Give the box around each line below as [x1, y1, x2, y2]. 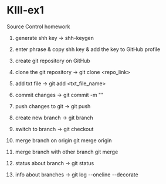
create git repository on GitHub [15, 57, 90, 64]
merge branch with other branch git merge [15, 148, 118, 155]
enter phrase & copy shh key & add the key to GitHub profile [15, 45, 161, 53]
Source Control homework [6, 23, 70, 30]
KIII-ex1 [6, 4, 45, 17]
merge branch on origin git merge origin [15, 136, 112, 144]
